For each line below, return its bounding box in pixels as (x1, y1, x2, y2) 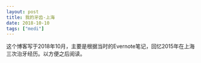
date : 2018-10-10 (6, 20, 50, 26)
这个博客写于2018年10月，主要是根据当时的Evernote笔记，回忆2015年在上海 (6, 43, 195, 50)
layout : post (6, 8, 39, 15)
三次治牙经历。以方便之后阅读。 (6, 50, 85, 58)
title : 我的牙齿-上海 (6, 14, 55, 20)
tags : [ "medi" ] (6, 25, 45, 32)
